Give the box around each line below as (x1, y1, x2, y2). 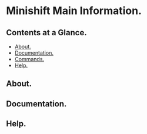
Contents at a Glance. (6, 28, 87, 38)
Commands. (14, 56, 45, 62)
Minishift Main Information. (6, 4, 142, 18)
